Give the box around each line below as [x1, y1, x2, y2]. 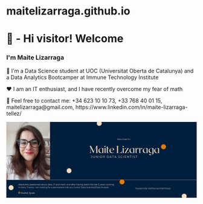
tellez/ [6, 110, 22, 117]
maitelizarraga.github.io [6, 4, 130, 18]
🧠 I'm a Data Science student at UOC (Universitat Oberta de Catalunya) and [6, 67, 194, 74]
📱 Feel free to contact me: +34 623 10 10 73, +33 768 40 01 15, [6, 97, 163, 104]
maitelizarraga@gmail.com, [6, 103, 74, 110]
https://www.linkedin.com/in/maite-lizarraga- [75, 103, 188, 110]
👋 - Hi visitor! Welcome [6, 32, 124, 46]
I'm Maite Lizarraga [6, 53, 65, 62]
